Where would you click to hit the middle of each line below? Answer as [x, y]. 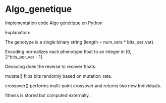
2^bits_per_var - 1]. [24, 57]
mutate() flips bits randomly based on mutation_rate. [59, 76]
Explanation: [18, 32]
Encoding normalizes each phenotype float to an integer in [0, [68, 51]
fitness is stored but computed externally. [48, 95]
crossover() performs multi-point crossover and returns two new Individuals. [83, 86]
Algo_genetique [38, 9]
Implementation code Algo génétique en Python [54, 23]
